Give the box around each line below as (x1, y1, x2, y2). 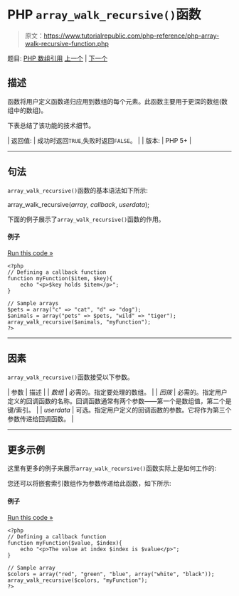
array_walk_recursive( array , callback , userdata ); (7, 200, 150, 208)
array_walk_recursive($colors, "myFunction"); (7, 577, 148, 584)
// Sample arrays (7, 299, 59, 307)
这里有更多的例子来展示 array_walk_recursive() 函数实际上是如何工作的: (7, 464, 217, 473)
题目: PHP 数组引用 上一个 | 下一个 (7, 54, 108, 63)
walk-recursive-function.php (24, 39, 109, 48)
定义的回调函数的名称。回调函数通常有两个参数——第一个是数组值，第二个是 (7, 396, 232, 405)
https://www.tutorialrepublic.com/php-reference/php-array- (43, 31, 220, 40)
